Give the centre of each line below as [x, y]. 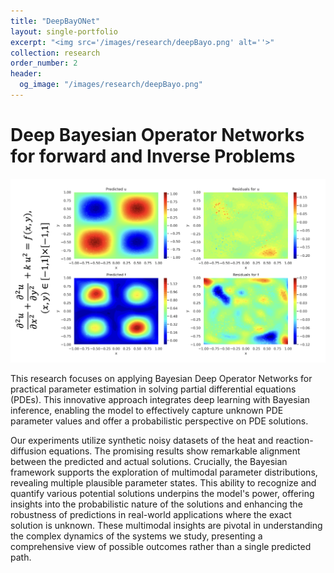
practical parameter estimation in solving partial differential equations [153, 389]
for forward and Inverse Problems [153, 156]
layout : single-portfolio [64, 31]
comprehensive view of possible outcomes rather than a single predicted [161, 546]
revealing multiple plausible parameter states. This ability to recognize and [163, 482]
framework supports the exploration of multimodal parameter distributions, [164, 472]
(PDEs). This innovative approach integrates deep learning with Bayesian [160, 399]
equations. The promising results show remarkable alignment [174, 451]
